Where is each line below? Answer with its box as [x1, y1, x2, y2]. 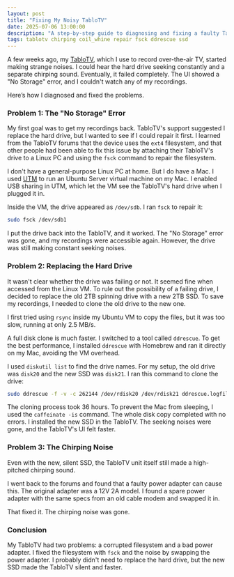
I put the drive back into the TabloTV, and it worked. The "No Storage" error [7, 229, 224, 238]
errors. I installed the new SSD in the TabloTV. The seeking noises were [7, 417, 212, 426]
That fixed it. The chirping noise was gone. [7, 507, 130, 516]
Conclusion [7, 525, 47, 534]
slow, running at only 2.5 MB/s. [7, 320, 96, 328]
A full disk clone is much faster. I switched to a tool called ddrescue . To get [7, 334, 221, 342]
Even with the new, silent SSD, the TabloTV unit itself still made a [7, 458, 192, 467]
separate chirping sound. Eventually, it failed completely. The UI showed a [7, 70, 220, 79]
